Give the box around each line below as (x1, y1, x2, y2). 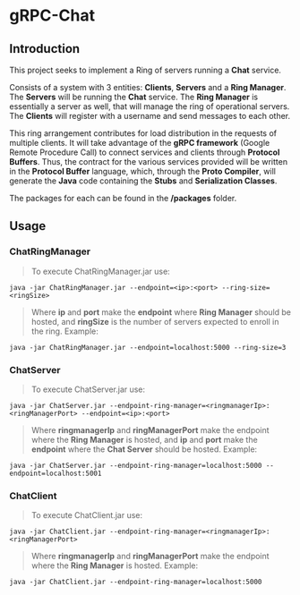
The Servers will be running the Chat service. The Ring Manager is (9, 91, 258, 102)
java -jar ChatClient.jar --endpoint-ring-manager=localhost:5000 (9, 578, 262, 587)
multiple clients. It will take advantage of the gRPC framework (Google (9, 138, 270, 148)
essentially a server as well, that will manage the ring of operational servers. (9, 101, 290, 112)
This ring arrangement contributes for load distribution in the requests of (9, 128, 278, 139)
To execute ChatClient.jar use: (30, 510, 143, 521)
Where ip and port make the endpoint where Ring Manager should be (30, 306, 292, 318)
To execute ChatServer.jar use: (30, 384, 146, 395)
